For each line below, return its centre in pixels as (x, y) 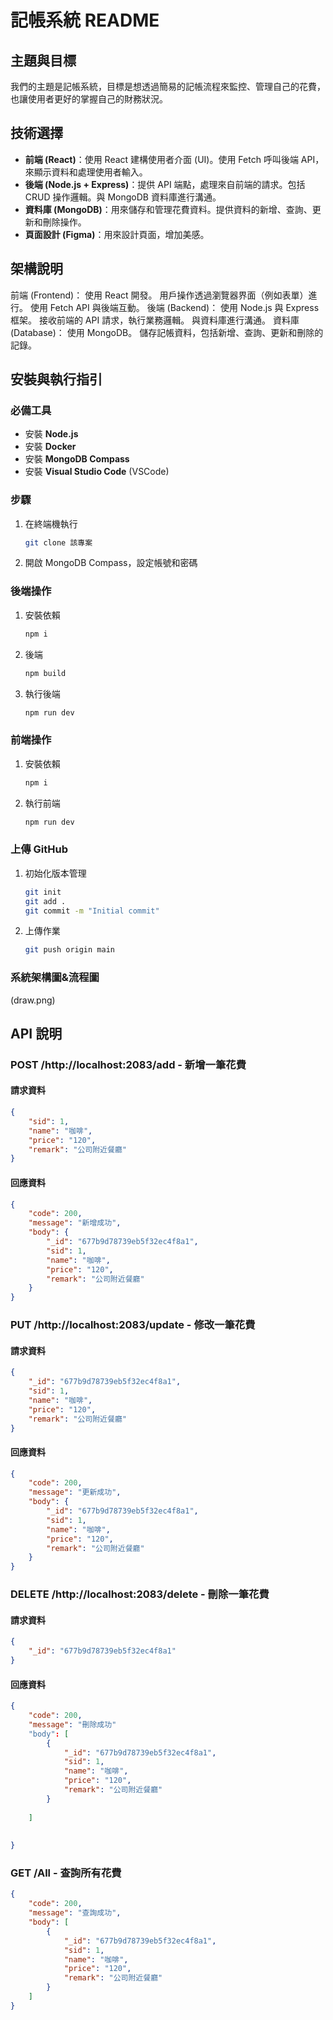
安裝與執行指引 (56, 379)
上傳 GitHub (39, 849)
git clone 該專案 (58, 542)
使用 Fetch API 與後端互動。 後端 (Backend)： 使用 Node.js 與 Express (174, 307)
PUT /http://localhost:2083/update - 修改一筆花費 (133, 1325)
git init (43, 892)
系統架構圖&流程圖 (55, 978)
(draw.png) (33, 1000)
